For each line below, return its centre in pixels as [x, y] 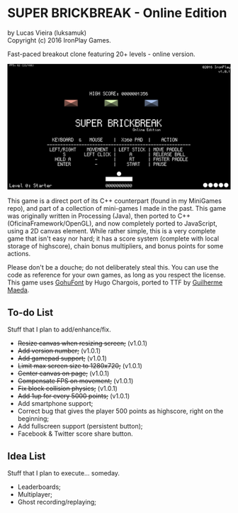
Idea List [27, 456]
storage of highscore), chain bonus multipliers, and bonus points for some [115, 246]
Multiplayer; [35, 495]
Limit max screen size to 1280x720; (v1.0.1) [80, 366]
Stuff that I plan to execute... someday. [64, 473]
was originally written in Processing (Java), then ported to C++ [99, 216]
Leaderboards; [39, 487]
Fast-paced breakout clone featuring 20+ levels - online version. [102, 54]
